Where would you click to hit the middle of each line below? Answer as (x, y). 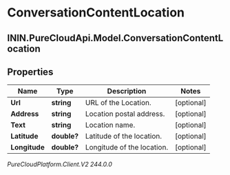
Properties (30, 72)
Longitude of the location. (127, 148)
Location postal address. (125, 114)
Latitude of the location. (124, 137)
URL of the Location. (118, 103)
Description (127, 91)
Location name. (110, 125)
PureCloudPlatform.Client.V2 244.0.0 (60, 164)
